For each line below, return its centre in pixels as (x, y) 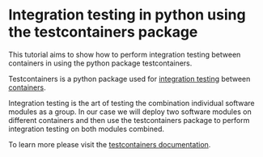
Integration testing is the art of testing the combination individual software (131, 103)
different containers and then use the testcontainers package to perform (129, 120)
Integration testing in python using (127, 15)
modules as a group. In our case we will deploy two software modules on (130, 112)
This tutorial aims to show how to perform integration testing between (125, 54)
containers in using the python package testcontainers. (100, 63)
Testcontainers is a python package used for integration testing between (129, 78)
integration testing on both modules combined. (86, 129)
